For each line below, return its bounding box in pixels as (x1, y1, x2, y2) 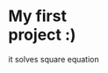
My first (8, 6, 68, 26)
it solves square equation (8, 54, 99, 64)
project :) (8, 25, 76, 45)
